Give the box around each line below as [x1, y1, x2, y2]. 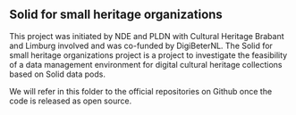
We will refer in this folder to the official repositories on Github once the [9, 86, 273, 96]
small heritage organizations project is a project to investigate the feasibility [9, 49, 288, 61]
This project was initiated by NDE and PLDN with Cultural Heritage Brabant [9, 30, 284, 41]
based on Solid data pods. [9, 69, 106, 79]
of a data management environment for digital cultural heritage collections [9, 59, 283, 70]
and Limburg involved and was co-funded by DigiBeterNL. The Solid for [9, 40, 273, 51]
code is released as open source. [9, 95, 132, 106]
